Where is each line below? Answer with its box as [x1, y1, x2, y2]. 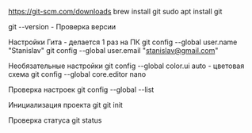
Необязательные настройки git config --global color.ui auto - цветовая [8, 61, 245, 70]
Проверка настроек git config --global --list [8, 85, 155, 94]
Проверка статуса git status [8, 116, 102, 125]
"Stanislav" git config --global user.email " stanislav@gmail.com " [8, 46, 219, 55]
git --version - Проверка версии [8, 22, 116, 31]
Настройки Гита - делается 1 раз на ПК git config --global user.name [8, 37, 238, 47]
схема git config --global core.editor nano [8, 70, 147, 78]
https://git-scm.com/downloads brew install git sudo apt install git [8, 7, 223, 16]
